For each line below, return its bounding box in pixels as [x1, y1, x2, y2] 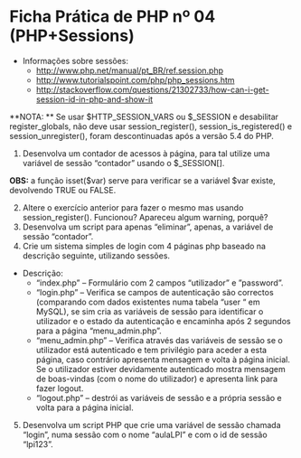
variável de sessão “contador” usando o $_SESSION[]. [22, 157, 225, 168]
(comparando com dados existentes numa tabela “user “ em [35, 296, 260, 307]
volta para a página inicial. [35, 402, 134, 413]
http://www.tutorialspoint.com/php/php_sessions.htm [35, 74, 235, 85]
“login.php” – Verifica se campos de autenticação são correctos [35, 286, 274, 297]
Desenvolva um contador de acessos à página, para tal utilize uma [22, 147, 270, 159]
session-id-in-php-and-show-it [35, 93, 154, 105]
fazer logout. [35, 382, 84, 394]
